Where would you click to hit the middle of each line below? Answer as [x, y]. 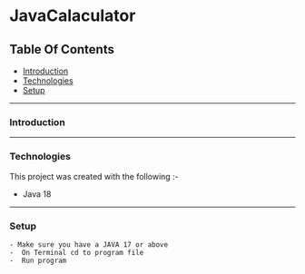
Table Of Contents [62, 49]
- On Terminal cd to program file [77, 252]
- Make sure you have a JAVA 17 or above [89, 245]
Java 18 [37, 194]
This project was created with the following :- [94, 176]
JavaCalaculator [73, 16]
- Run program [38, 260]
